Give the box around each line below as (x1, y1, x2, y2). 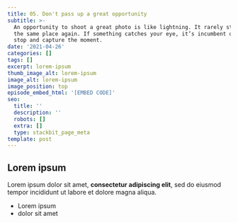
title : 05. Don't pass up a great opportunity (7, 10, 147, 18)
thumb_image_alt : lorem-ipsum (7, 69, 97, 76)
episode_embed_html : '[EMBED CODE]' (7, 89, 115, 96)
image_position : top (7, 83, 69, 90)
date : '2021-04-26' (7, 43, 65, 50)
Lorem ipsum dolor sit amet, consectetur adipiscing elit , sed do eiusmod (7, 181, 222, 189)
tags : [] (7, 57, 33, 64)
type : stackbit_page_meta (13, 129, 91, 136)
